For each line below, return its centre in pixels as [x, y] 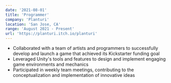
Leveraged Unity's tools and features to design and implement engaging [89, 59]
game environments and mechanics [51, 64]
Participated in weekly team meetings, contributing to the [73, 70]
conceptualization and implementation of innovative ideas [74, 75]
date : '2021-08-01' [26, 10]
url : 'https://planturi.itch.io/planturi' [51, 34]
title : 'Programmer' [27, 15]
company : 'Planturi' [27, 19]
